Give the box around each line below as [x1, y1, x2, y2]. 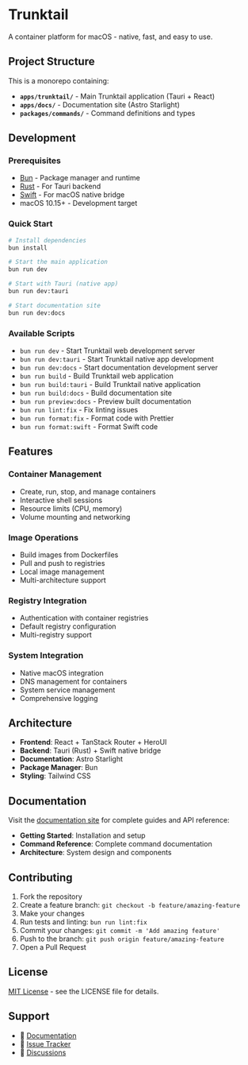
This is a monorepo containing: [8, 76, 109, 85]
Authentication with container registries [19, 614, 149, 623]
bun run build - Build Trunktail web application [19, 371, 174, 381]
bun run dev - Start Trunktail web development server [19, 346, 196, 355]
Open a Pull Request [19, 943, 87, 952]
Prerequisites [8, 155, 61, 166]
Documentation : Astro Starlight [19, 754, 124, 764]
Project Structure [8, 55, 95, 68]
